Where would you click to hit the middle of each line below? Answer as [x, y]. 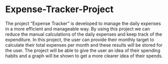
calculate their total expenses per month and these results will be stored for [84, 45]
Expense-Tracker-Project [59, 9]
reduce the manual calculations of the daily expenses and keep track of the [84, 34]
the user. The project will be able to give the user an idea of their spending [83, 50]
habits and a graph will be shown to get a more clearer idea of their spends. [84, 56]
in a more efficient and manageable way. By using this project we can [78, 28]
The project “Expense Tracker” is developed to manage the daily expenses [83, 23]
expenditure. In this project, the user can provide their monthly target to [80, 40]
